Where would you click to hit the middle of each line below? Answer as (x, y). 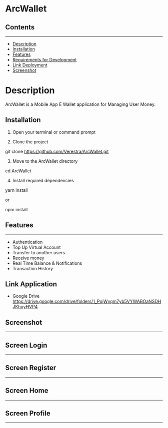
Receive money (28, 258)
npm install (16, 209)
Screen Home (27, 391)
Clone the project (30, 142)
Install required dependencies (43, 180)
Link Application (31, 284)
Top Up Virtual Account (36, 247)
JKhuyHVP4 (25, 307)
